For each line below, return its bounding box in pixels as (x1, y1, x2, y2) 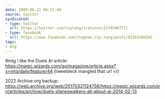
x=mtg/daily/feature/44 (5, 68, 53, 74)
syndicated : (5, 16, 30, 21)
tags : (5, 40, 16, 45)
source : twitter (5, 12, 39, 17)
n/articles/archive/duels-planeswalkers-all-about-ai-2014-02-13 (5, 88, 137, 94)
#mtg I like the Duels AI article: (5, 57, 68, 63)
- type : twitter (5, 21, 39, 26)
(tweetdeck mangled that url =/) (54, 68, 120, 74)
